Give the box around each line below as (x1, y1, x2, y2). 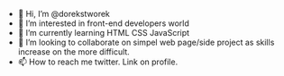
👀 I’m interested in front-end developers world (17, 18, 189, 29)
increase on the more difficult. (17, 46, 131, 57)
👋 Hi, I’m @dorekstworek (17, 9, 111, 19)
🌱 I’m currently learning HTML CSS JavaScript (17, 28, 190, 38)
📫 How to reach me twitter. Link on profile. (17, 56, 179, 67)
